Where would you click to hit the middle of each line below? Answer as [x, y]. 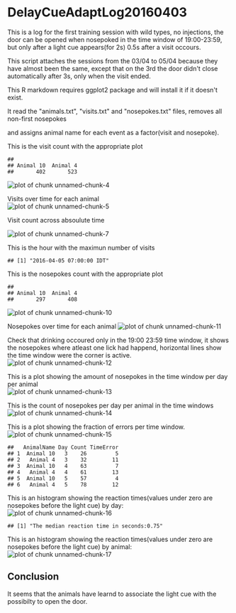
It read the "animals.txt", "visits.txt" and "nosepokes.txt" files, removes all [115, 111]
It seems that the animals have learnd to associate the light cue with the [112, 594]
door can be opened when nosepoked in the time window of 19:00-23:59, [115, 39]
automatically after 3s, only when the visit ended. [79, 76]
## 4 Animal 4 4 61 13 [63, 472]
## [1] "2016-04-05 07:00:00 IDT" [58, 260]
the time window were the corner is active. [69, 355]
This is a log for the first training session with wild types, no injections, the [116, 32]
